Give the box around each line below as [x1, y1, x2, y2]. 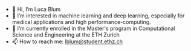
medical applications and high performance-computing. [11, 19, 151, 25]
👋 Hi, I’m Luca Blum [11, 6, 61, 13]
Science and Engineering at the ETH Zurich [11, 31, 120, 38]
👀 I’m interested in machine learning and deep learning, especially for [11, 12, 185, 19]
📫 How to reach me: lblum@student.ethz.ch [11, 38, 123, 45]
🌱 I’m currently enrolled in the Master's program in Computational [11, 25, 175, 32]
